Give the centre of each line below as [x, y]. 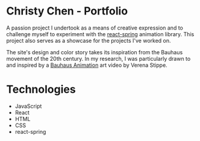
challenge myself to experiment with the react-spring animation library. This [100, 34]
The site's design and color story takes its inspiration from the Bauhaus [95, 52]
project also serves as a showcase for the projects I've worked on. [89, 40]
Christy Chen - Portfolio [67, 11]
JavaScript [28, 106]
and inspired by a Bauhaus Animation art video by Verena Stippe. [87, 65]
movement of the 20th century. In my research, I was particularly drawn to [98, 58]
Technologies [41, 89]
